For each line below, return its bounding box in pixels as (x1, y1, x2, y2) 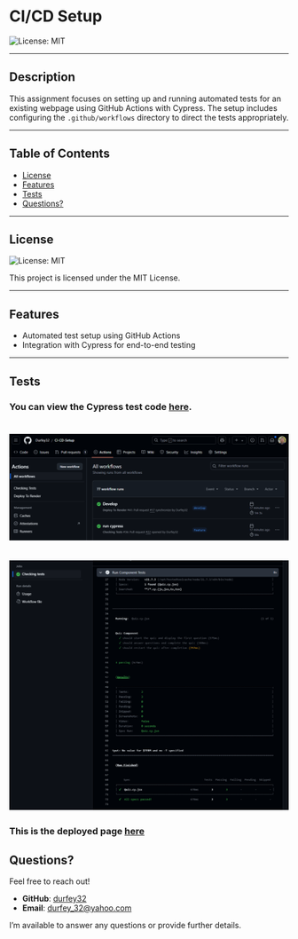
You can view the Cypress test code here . (9, 400, 192, 413)
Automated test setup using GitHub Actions (21, 330, 181, 341)
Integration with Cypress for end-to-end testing (21, 340, 196, 351)
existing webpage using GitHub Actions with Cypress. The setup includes (9, 102, 278, 113)
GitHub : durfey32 (21, 894, 87, 904)
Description (9, 69, 75, 85)
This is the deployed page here (9, 825, 145, 838)
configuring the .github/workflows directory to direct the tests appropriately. (9, 112, 289, 122)
